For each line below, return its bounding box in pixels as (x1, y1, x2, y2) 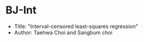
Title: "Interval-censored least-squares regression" (14, 23, 139, 30)
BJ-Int (5, 3, 37, 17)
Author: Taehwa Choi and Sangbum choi (14, 29, 113, 36)
